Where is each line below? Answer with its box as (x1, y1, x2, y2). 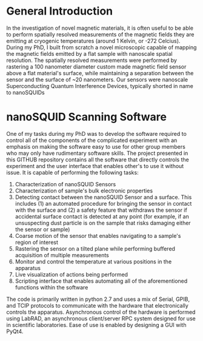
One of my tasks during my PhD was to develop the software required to (6, 130, 187, 137)
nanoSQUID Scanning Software (6, 110, 167, 124)
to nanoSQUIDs (6, 89, 45, 96)
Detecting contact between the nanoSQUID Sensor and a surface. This (15, 193, 192, 201)
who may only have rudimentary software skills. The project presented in (6, 149, 188, 157)
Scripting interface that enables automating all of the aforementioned (15, 277, 188, 285)
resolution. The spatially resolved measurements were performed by (6, 56, 178, 64)
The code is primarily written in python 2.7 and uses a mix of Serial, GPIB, (6, 295, 190, 303)
